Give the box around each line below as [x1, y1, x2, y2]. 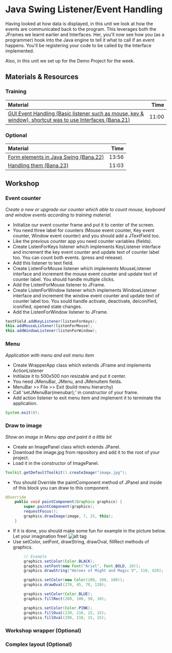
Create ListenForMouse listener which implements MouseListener [12, 265, 152, 271]
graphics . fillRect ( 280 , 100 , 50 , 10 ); [24, 596, 106, 601]
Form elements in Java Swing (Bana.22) [8, 153, 104, 160]
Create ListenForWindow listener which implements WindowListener [12, 287, 157, 293]
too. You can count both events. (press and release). [12, 254, 124, 260]
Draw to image [5, 422, 42, 429]
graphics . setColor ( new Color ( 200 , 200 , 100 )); [24, 578, 125, 583]
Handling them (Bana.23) [8, 161, 69, 169]
